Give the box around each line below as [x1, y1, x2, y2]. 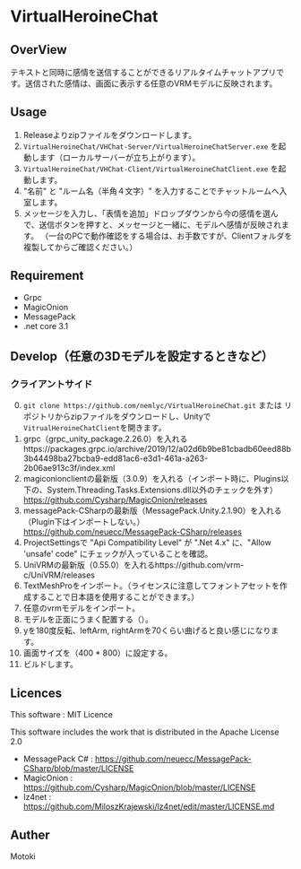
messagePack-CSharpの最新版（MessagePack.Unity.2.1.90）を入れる [22, 505, 282, 517]
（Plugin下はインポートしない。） [22, 517, 145, 527]
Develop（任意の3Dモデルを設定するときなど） [10, 349, 274, 364]
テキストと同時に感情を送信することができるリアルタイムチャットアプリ [10, 67, 277, 77]
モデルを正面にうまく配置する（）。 [22, 614, 153, 625]
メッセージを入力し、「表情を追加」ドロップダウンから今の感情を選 [22, 208, 271, 219]
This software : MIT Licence [10, 709, 114, 720]
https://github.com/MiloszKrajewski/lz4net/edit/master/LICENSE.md [22, 801, 275, 813]
